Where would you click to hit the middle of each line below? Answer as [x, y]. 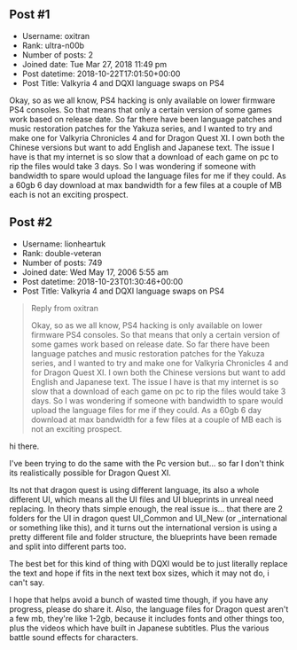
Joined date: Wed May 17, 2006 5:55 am [95, 272]
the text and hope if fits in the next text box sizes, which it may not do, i [139, 573]
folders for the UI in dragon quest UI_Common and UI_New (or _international [148, 518]
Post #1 [30, 15]
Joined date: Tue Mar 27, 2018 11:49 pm [94, 64]
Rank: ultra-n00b [53, 45]
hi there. [24, 446]
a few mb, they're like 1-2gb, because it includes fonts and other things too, [147, 618]
